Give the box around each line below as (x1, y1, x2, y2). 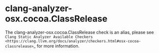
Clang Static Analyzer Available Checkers (5, 35, 93, 39)
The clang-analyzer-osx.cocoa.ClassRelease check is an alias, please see (5, 29, 154, 35)
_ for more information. (33, 43, 80, 49)
